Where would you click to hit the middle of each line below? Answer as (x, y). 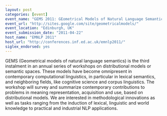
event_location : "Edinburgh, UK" (40, 28)
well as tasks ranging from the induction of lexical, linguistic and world (77, 103)
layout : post (19, 10)
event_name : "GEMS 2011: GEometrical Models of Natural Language (74, 19)
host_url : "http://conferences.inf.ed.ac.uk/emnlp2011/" (65, 42)
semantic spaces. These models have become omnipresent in (69, 71)
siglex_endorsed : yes (28, 47)
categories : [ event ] (27, 14)
